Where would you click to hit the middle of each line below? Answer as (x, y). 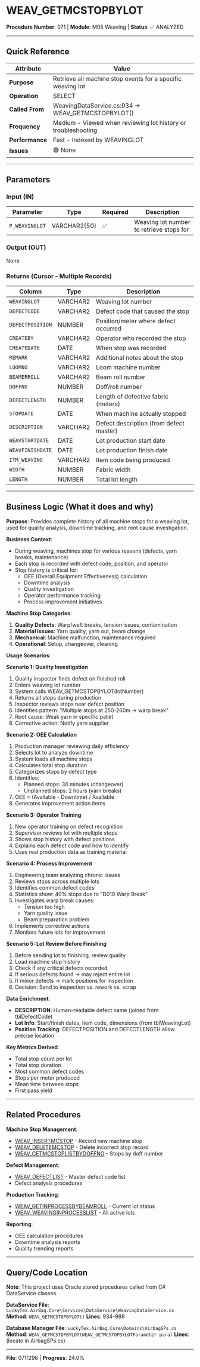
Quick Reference (38, 52)
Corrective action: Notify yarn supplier (62, 723)
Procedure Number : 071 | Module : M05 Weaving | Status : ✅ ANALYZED (95, 27)
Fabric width (113, 470)
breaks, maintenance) (41, 557)
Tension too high (44, 906)
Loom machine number (128, 367)
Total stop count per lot (43, 1059)
